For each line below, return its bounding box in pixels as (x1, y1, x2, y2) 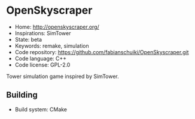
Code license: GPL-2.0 (14, 61, 71, 68)
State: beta (14, 36, 42, 43)
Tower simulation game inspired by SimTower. (6, 73, 120, 80)
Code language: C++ (14, 55, 67, 62)
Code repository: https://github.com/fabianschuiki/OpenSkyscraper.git (14, 48, 190, 55)
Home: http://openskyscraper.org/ (14, 23, 100, 30)
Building (6, 90, 38, 100)
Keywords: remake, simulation (14, 42, 90, 49)
